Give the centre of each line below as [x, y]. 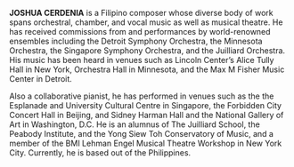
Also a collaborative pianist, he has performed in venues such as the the [142, 96]
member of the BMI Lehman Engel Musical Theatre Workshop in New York [146, 143]
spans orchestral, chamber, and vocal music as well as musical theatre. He [146, 22]
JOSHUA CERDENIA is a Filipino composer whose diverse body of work [141, 13]
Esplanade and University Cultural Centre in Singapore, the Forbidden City [146, 105]
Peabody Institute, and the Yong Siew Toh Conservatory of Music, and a [142, 134]
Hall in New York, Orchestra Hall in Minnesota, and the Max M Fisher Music [147, 69]
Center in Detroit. [41, 79]
